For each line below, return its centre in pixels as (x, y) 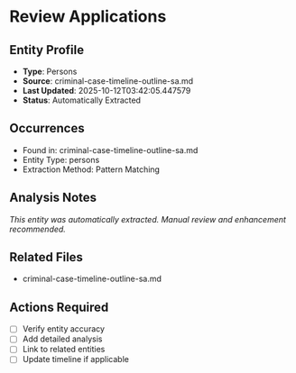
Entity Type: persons (61, 159)
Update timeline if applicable (75, 359)
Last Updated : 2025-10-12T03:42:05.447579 (106, 91)
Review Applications (88, 17)
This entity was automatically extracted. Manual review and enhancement (148, 219)
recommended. (37, 229)
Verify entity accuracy (64, 329)
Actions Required (59, 307)
